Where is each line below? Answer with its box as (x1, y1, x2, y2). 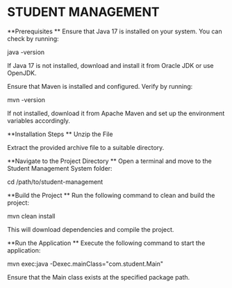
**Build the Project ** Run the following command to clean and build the (7, 191, 215, 199)
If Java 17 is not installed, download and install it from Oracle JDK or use (7, 61, 214, 69)
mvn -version (7, 95, 46, 104)
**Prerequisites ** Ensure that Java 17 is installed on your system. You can (7, 27, 222, 35)
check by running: (7, 34, 59, 42)
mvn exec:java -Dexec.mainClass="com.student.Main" (7, 260, 163, 268)
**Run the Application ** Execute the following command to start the (7, 239, 206, 247)
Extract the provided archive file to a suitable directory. (7, 143, 165, 151)
